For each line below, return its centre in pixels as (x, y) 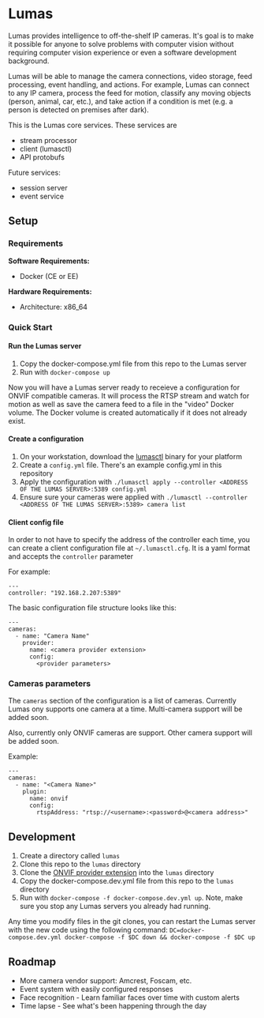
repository (36, 473)
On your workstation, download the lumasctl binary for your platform (131, 456)
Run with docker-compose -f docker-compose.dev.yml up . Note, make (131, 898)
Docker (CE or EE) (49, 276)
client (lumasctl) (46, 149)
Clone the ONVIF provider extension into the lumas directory (117, 873)
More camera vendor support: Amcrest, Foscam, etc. (106, 981)
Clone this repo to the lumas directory (80, 864)
